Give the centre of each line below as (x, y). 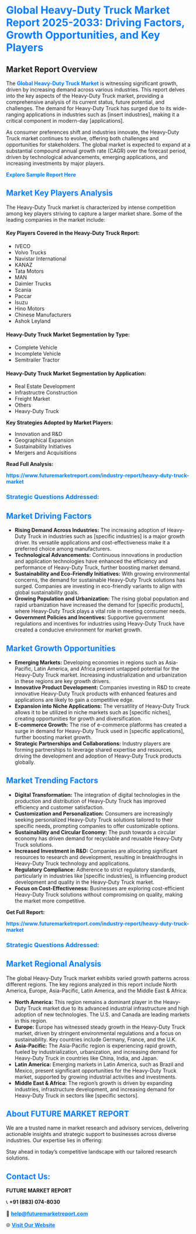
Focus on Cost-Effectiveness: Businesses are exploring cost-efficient (99, 888)
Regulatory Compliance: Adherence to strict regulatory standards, (95, 870)
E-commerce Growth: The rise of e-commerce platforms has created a (101, 725)
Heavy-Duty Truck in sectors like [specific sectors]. (77, 1096)
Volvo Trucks (30, 252)
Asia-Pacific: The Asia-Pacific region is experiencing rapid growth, (96, 1046)
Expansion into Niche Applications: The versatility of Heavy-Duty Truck (102, 706)
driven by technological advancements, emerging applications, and (87, 157)
